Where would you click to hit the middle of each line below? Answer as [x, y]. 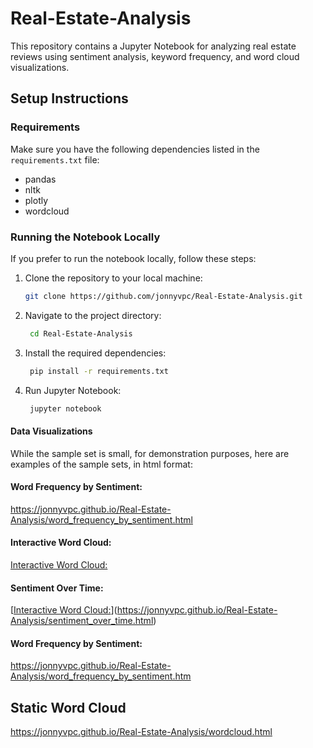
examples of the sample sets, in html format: [101, 464]
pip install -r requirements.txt [99, 371]
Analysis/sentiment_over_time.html [82, 621]
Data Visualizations [51, 431]
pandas [40, 179]
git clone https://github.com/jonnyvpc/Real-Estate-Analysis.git [163, 296]
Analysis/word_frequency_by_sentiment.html [101, 519]
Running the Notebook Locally [85, 237]
